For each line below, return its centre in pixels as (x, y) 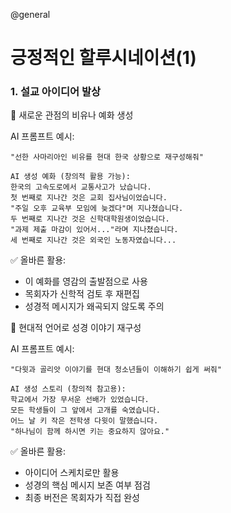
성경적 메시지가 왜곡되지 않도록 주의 (94, 306)
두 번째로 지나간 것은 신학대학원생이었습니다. (90, 219)
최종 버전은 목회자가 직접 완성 (82, 498)
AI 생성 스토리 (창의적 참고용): (68, 389)
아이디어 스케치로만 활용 (72, 473)
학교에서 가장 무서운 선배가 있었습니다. (80, 400)
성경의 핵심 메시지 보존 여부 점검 (87, 485)
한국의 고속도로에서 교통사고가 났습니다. (81, 187)
